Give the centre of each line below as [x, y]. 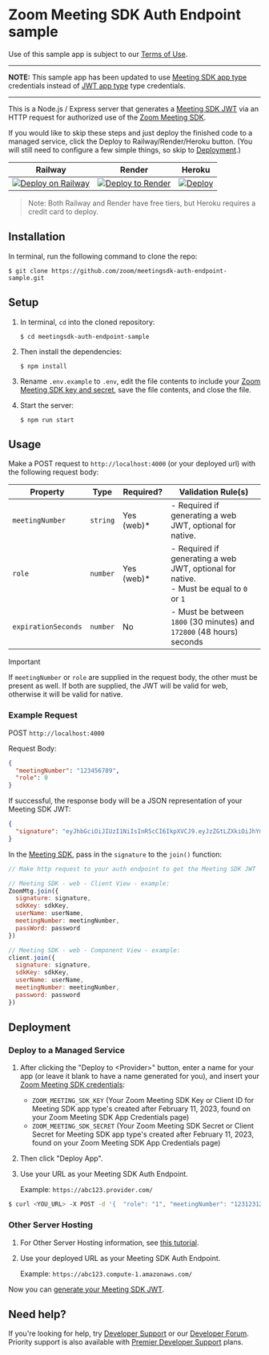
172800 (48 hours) [205, 632]
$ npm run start [47, 420]
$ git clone [28, 271]
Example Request [43, 715]
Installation [37, 237]
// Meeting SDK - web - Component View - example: [94, 950]
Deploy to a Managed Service [67, 1050]
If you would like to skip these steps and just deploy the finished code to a [130, 132]
